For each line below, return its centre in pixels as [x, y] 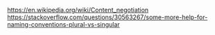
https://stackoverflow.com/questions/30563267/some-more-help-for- [108, 17]
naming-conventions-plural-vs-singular [63, 24]
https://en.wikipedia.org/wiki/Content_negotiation [78, 10]
